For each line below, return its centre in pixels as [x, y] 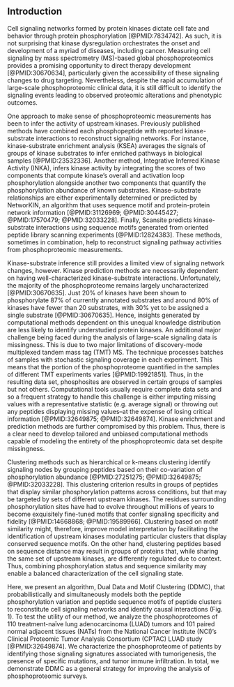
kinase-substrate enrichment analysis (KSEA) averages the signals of [107, 145]
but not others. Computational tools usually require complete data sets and [114, 389]
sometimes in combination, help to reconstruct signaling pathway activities [114, 242]
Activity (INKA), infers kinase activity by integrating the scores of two [106, 168]
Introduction [35, 12]
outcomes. [23, 102]
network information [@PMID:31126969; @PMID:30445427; [93, 212]
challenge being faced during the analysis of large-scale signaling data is [112, 337]
